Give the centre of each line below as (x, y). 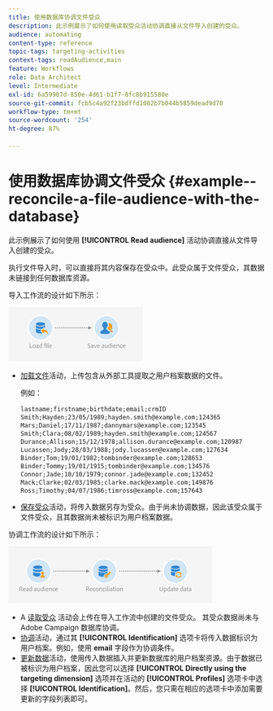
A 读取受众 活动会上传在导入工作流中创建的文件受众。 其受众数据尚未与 (140, 617)
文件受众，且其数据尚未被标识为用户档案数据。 (98, 516)
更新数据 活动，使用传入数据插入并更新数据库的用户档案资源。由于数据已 (141, 658)
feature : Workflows (41, 69)
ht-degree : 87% (34, 129)
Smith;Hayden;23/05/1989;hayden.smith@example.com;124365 (120, 417)
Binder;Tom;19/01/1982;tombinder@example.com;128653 (111, 458)
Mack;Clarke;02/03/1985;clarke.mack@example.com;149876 (117, 482)
